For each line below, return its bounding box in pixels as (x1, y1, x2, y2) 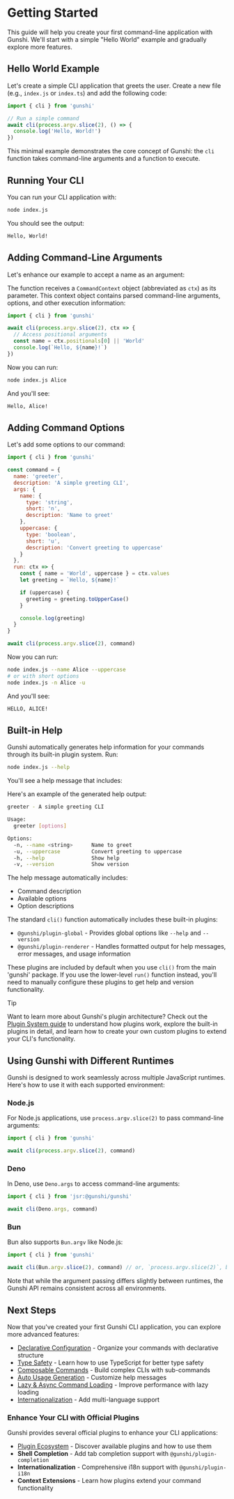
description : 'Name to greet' (25, 512, 114, 519)
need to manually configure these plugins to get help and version (7, 978, 194, 986)
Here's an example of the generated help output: (7, 790, 147, 798)
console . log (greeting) (19, 614, 86, 621)
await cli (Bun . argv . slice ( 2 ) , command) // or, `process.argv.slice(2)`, (7, 1264, 223, 1271)
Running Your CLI (7, 174, 84, 186)
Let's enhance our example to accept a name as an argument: (7, 270, 185, 279)
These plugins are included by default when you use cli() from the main (7, 963, 217, 972)
